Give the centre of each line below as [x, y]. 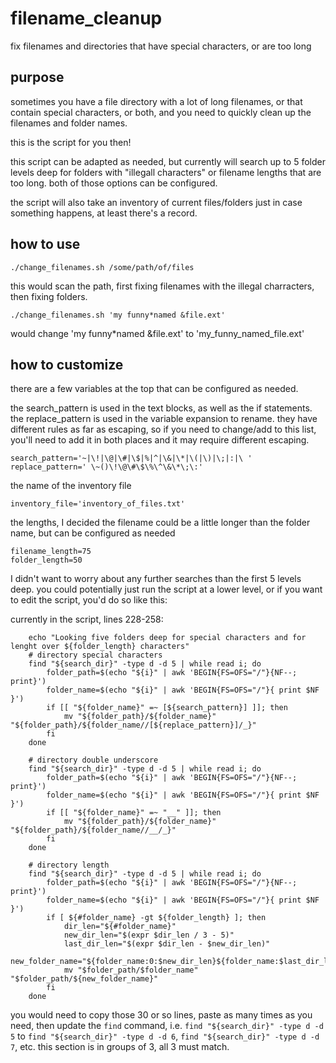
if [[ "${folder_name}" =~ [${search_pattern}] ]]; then [167, 708]
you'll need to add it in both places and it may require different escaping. [160, 440]
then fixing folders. [49, 296]
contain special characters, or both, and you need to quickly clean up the [161, 112]
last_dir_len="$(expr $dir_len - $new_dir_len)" [167, 944]
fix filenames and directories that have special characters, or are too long [161, 46]
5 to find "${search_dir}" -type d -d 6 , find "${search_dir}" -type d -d [165, 1036]
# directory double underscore [93, 760]
